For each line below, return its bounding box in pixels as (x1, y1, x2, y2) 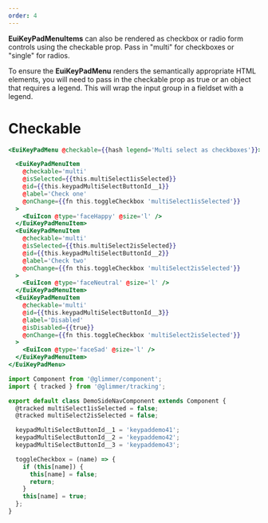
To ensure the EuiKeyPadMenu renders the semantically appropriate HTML (8, 65, 257, 76)
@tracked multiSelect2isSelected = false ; (15, 412, 159, 420)
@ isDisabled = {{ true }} (22, 323, 94, 331)
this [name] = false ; (29, 470, 98, 478)
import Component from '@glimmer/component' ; (8, 374, 162, 383)
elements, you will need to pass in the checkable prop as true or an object (8, 74, 251, 84)
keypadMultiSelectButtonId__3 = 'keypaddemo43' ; (15, 441, 180, 450)
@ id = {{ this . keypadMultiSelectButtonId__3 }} (22, 308, 170, 316)
